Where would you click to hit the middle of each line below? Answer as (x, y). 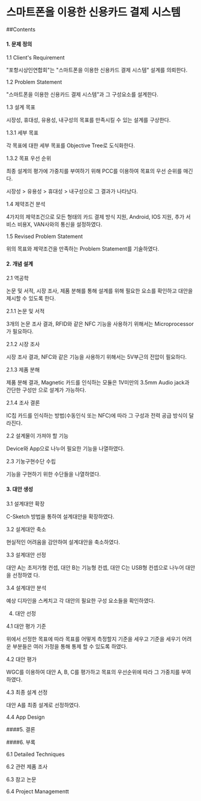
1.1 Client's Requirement (35, 58)
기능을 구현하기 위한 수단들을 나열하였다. (53, 474)
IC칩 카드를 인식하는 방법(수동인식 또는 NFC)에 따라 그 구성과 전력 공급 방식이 (97, 416)
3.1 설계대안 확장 (25, 504)
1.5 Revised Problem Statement (44, 236)
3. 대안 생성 (20, 489)
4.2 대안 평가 (22, 659)
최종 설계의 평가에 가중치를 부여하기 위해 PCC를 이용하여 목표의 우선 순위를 (94, 171)
